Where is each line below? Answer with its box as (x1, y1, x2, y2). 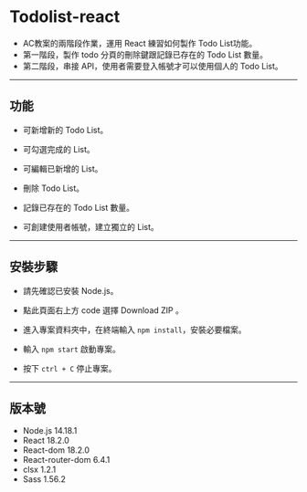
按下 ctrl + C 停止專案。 (22, 362, 117, 373)
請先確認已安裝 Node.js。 (22, 285, 119, 296)
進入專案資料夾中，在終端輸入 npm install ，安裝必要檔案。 (22, 324, 247, 335)
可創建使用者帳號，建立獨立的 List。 (22, 221, 160, 232)
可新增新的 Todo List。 (22, 124, 109, 135)
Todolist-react (9, 6, 121, 27)
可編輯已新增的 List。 (22, 162, 103, 174)
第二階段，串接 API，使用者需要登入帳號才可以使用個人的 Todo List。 (22, 60, 283, 71)
